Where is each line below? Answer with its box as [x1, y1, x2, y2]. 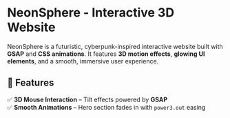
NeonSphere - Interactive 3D [7, 5, 174, 21]
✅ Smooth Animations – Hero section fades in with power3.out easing [7, 103, 206, 111]
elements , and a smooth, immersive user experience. [7, 57, 159, 65]
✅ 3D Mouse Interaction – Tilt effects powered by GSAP [7, 95, 167, 104]
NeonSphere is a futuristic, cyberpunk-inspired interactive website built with [7, 42, 224, 50]
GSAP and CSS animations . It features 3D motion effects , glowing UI [7, 50, 205, 58]
